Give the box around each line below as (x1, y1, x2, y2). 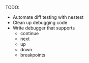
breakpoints (20, 52, 46, 58)
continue (20, 30, 39, 36)
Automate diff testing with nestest (12, 14, 84, 20)
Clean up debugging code (12, 20, 68, 25)
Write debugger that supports (12, 25, 75, 31)
